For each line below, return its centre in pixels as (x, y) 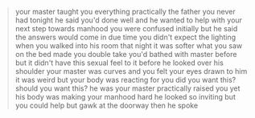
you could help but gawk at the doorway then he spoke (107, 105)
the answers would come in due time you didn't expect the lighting (125, 37)
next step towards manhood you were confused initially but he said (126, 28)
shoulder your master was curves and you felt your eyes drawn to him (131, 71)
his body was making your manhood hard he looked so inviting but (125, 97)
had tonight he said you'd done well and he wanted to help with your (129, 20)
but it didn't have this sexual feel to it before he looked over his (119, 63)
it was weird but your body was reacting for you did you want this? (125, 80)
